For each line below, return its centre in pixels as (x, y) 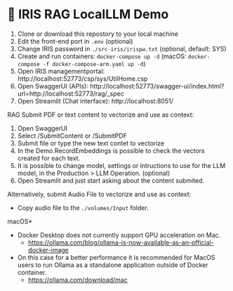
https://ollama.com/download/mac (78, 280)
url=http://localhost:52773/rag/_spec (71, 93)
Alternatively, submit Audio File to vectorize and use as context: (99, 194)
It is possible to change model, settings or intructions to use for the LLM (121, 165)
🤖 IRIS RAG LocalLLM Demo (88, 14)
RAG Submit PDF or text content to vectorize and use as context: (101, 115)
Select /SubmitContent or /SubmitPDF (72, 136)
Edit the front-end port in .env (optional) (75, 41)
